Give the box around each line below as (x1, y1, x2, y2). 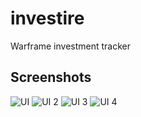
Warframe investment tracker (10, 40, 132, 52)
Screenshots (10, 69, 92, 86)
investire (10, 7, 85, 30)
